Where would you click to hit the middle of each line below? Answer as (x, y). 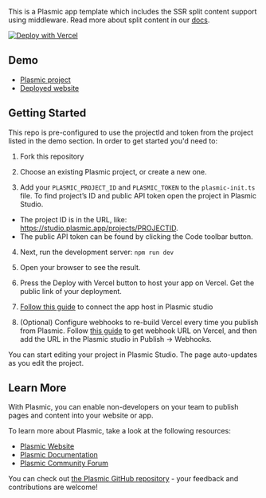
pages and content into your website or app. (81, 416)
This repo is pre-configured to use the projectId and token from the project (131, 132)
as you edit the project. (46, 363)
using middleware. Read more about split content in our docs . (109, 20)
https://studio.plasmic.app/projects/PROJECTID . (99, 228)
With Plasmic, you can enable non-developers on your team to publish (123, 407)
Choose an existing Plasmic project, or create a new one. (113, 171)
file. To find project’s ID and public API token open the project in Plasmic (138, 195)
